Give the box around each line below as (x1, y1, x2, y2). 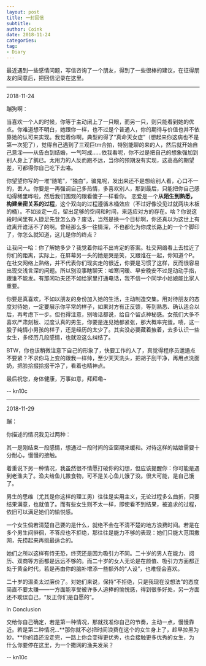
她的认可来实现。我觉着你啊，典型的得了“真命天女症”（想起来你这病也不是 (11, 133, 199, 141)
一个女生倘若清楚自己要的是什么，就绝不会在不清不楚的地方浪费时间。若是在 (6, 521, 200, 529)
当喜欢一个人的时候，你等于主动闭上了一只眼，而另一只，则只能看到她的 (6, 118, 189, 125)
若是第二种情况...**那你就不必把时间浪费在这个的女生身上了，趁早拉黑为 (17, 625, 199, 633)
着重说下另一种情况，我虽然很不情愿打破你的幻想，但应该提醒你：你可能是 (6, 464, 194, 471)
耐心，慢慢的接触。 (11, 451, 60, 459)
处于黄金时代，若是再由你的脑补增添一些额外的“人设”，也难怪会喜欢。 (6, 565, 183, 572)
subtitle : (6, 20, 32, 26)
